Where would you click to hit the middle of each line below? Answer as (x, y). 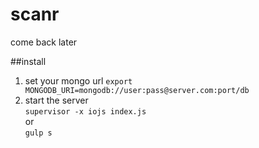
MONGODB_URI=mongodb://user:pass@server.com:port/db (137, 90)
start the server (56, 100)
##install (28, 61)
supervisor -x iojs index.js (85, 111)
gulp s (38, 133)
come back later (44, 42)
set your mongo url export (78, 80)
